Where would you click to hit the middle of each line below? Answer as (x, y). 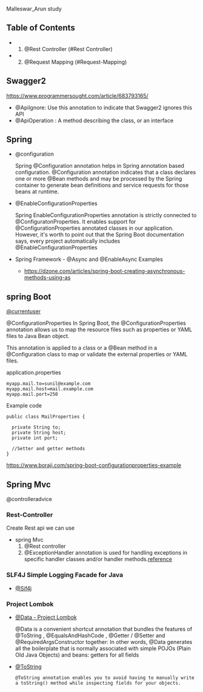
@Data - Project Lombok (46, 617)
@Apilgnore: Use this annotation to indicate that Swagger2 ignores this (104, 107)
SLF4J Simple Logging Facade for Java (65, 575)
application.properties (34, 373)
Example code (24, 406)
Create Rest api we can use (40, 528)
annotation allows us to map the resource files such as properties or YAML (99, 330)
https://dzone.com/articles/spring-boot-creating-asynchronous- (105, 271)
